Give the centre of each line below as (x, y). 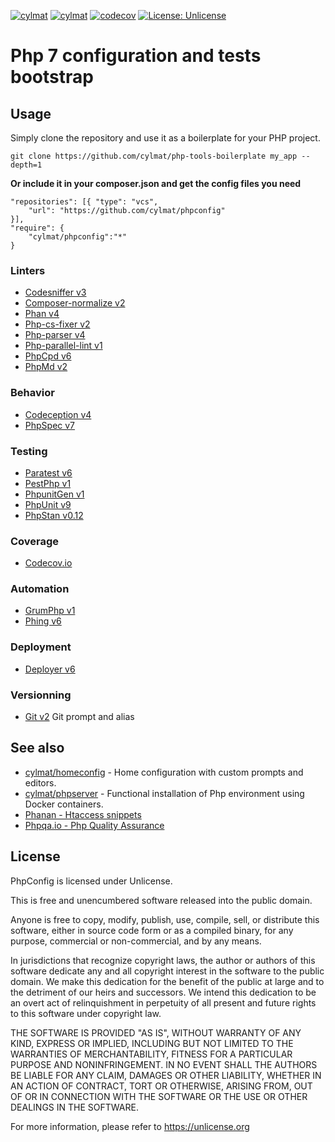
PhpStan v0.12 (54, 515)
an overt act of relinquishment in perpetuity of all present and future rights (163, 1002)
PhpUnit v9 (48, 504)
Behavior (32, 393)
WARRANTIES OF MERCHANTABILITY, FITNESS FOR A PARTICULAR (151, 1054)
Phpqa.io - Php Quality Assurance (94, 825)
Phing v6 (43, 621)
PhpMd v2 (46, 367)
